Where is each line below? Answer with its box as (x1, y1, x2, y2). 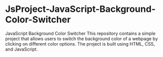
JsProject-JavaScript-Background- (5, 3, 156, 15)
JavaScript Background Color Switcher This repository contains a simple (5, 30, 156, 36)
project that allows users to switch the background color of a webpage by (5, 36, 158, 42)
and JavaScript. (5, 46, 38, 52)
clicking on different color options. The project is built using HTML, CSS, (5, 41, 155, 47)
